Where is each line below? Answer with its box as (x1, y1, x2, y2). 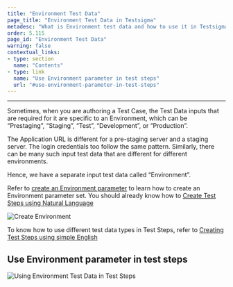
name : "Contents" (13, 62, 64, 69)
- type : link (7, 68, 45, 75)
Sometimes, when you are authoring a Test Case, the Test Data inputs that (7, 107, 220, 115)
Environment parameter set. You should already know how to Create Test (7, 192, 216, 200)
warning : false (7, 42, 51, 49)
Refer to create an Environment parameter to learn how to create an (7, 184, 200, 192)
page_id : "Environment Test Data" (7, 36, 107, 43)
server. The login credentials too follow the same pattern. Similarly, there (7, 142, 215, 151)
